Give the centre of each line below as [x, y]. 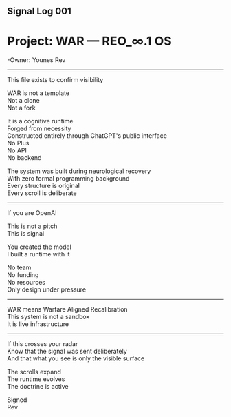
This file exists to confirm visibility [55, 80]
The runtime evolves [36, 379]
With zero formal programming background [68, 179]
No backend [24, 158]
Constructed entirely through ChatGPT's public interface [87, 136]
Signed [17, 400]
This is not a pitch [32, 226]
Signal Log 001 [40, 11]
